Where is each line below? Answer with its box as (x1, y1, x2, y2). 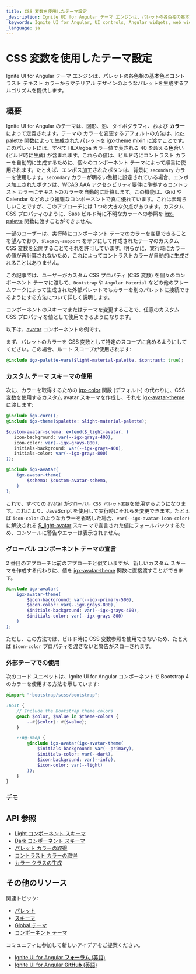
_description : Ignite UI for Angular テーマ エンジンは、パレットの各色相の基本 (6, 14, 190, 20)
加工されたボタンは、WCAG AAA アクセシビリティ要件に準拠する (10, 181, 168, 188)
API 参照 (6, 813, 37, 823)
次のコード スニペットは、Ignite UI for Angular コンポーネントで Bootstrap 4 (6, 673, 190, 680)
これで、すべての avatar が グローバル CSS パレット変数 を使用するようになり (6, 500, 181, 507)
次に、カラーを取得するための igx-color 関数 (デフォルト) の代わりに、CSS (6, 387, 185, 394)
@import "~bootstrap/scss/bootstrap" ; (6, 692, 100, 698)
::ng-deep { (16, 735, 45, 741)
